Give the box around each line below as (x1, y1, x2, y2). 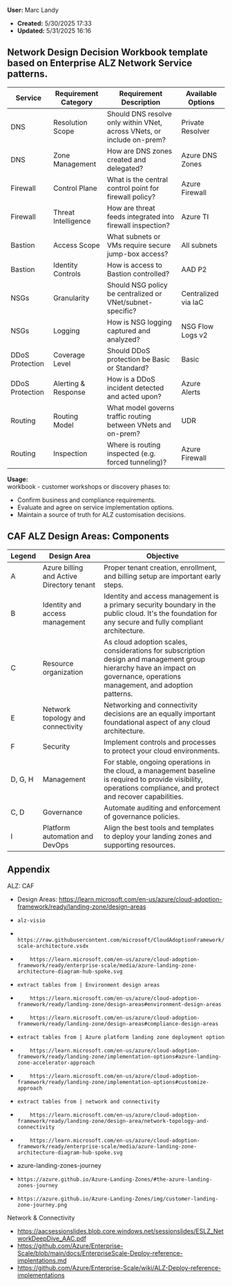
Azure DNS (181, 150, 217, 160)
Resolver (181, 126, 210, 136)
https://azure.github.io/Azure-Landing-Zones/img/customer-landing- (17, 1195, 219, 1202)
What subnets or (106, 232, 161, 241)
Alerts (181, 387, 201, 397)
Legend (10, 551, 37, 561)
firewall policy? (106, 192, 156, 201)
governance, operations (103, 671, 182, 681)
